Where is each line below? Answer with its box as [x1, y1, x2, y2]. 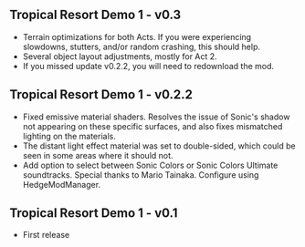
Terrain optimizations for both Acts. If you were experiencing [22, 31, 252, 42]
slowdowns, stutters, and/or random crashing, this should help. [22, 41, 260, 52]
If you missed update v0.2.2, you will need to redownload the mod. [22, 60, 275, 71]
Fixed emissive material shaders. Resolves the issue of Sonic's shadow [22, 111, 290, 122]
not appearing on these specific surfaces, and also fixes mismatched [22, 120, 283, 131]
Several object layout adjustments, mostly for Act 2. [22, 50, 217, 62]
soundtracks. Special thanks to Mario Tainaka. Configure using [22, 169, 259, 180]
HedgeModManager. [22, 179, 101, 190]
